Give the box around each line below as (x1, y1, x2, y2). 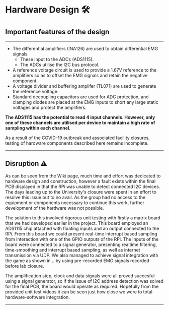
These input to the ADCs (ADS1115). (20, 56, 94, 62)
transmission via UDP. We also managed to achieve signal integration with (5, 252, 158, 258)
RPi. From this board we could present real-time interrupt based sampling (5, 230, 157, 237)
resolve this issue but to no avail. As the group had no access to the (5, 194, 146, 200)
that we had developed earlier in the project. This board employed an (5, 220, 148, 226)
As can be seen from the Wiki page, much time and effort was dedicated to (5, 172, 161, 179)
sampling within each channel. (5, 125, 71, 131)
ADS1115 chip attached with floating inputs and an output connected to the (5, 225, 159, 231)
